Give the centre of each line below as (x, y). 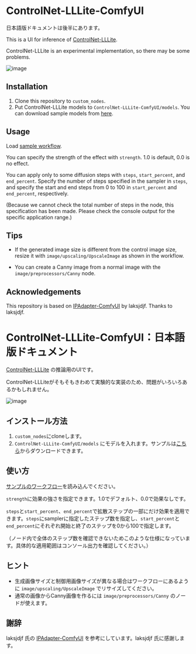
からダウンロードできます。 (53, 451)
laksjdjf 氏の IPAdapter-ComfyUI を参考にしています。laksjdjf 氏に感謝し (93, 638)
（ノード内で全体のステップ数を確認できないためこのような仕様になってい (96, 538)
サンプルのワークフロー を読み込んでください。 (62, 486)
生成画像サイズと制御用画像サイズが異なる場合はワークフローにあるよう (102, 581)
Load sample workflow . (34, 146)
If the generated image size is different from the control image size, (96, 249)
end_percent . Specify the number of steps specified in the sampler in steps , (97, 181)
